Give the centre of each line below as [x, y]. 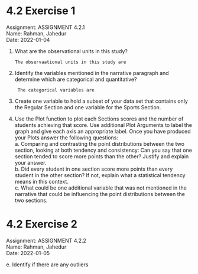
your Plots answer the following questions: [66, 138]
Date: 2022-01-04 [28, 40]
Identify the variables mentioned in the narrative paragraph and [92, 73]
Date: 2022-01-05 [28, 253]
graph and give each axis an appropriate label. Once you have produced [103, 131]
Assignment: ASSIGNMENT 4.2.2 [46, 240]
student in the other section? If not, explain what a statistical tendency [100, 175]
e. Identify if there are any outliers [47, 265]
